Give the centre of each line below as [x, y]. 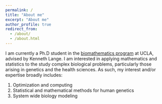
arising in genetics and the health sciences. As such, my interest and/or [81, 69]
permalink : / [19, 10]
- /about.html [25, 39]
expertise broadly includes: [34, 75]
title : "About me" [25, 15]
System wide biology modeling [45, 96]
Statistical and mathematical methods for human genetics [73, 90]
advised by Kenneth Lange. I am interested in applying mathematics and [81, 58]
